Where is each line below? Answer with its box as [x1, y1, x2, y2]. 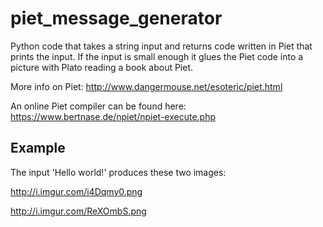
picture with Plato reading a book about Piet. [10, 61, 194, 73]
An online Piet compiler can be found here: [10, 100, 187, 112]
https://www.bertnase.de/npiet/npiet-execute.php [10, 110, 217, 122]
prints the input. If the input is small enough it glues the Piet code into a [10, 50, 304, 62]
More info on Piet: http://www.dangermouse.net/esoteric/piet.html [10, 80, 283, 92]
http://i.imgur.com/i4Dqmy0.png [10, 185, 143, 197]
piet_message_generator [10, 7, 223, 30]
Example [10, 140, 66, 157]
